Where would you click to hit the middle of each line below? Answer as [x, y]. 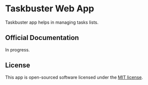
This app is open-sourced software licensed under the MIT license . [74, 77]
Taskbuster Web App [50, 9]
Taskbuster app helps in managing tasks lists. [52, 22]
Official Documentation [42, 38]
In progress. [17, 49]
